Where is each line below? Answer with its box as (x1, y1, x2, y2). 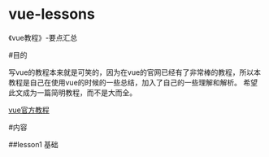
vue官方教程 (8, 105, 50, 115)
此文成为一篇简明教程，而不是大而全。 (8, 87, 137, 98)
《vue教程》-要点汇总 (8, 33, 78, 42)
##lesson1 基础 (8, 139, 59, 149)
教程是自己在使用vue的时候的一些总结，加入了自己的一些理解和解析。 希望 (8, 77, 258, 87)
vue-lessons (8, 5, 95, 24)
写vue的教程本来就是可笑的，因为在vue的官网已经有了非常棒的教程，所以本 (8, 67, 262, 77)
